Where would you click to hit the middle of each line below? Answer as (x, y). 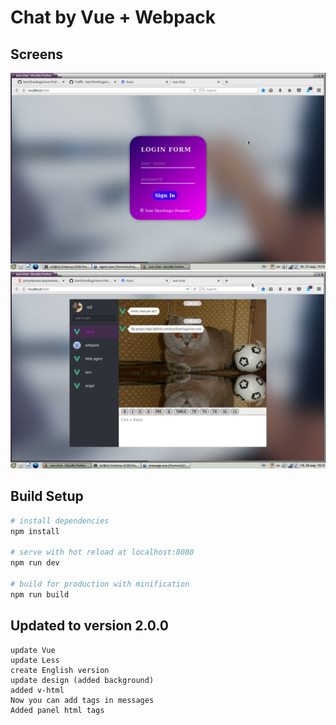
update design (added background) (82, 680)
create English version (60, 670)
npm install (35, 531)
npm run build (40, 594)
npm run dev (35, 563)
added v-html (37, 690)
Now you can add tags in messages (82, 700)
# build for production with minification (100, 584)
